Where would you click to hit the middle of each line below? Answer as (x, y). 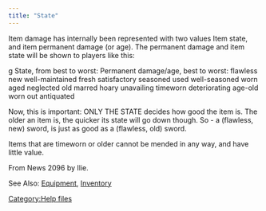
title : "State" (34, 16)
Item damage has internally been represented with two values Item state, (128, 38)
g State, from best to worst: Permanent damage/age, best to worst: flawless (133, 70)
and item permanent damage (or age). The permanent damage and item (127, 47)
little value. (26, 152)
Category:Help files (40, 198)
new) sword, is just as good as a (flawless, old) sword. (97, 128)
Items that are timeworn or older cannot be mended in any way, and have (129, 143)
